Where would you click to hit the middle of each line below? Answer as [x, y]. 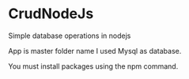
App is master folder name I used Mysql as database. [95, 51]
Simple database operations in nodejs [70, 36]
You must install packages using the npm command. [93, 66]
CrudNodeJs [51, 14]
